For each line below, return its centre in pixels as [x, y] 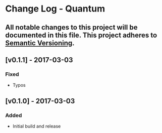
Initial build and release [37, 126]
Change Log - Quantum [55, 9]
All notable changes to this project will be [71, 27]
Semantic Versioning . [40, 43]
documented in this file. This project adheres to [81, 35]
